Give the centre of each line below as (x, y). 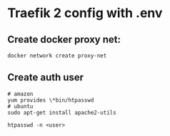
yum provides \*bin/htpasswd (51, 100)
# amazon (20, 94)
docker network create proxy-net (57, 56)
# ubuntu (20, 106)
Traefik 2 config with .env (85, 13)
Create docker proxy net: (64, 40)
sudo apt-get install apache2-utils (62, 113)
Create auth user (46, 77)
